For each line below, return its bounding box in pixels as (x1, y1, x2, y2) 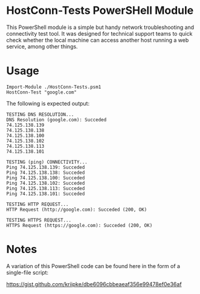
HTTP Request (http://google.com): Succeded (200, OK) (6, 206, 147, 213)
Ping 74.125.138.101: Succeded (6, 191, 85, 197)
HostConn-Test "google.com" (6, 89, 77, 95)
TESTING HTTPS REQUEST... (6, 217, 71, 223)
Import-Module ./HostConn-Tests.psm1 (6, 84, 102, 90)
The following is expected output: (6, 100, 89, 107)
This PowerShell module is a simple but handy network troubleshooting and (6, 24, 195, 31)
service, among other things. (6, 43, 78, 50)
